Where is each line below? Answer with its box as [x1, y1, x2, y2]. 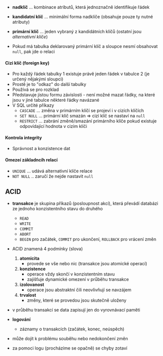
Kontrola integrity [5, 134, 42, 140]
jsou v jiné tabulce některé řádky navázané [12, 97, 99, 103]
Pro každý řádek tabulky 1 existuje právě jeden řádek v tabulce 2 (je [12, 71, 150, 77]
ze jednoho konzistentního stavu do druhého [12, 206, 103, 212]
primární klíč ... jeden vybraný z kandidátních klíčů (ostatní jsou [12, 29, 142, 34]
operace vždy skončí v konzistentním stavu [27, 271, 115, 277]
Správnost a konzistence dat [12, 146, 70, 152]
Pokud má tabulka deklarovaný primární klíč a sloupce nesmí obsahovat [12, 43, 158, 49]
